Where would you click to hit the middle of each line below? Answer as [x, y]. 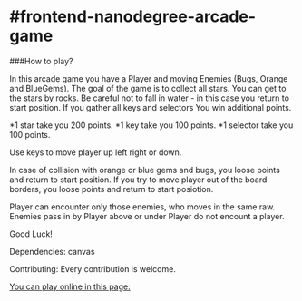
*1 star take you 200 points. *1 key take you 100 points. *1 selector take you [151, 125]
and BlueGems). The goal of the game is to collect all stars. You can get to [148, 88]
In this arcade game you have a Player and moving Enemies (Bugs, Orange [149, 78]
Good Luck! [31, 234]
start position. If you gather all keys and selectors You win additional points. [151, 107]
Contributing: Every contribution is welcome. [93, 268]
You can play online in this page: [70, 286]
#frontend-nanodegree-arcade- [133, 17]
